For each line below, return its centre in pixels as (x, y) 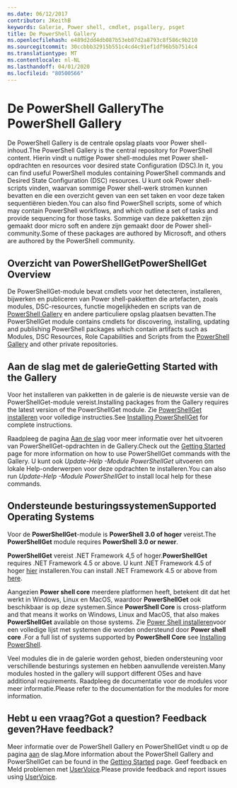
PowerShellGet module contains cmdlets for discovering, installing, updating (118, 322)
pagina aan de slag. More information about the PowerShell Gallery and (110, 754)
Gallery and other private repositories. (63, 344)
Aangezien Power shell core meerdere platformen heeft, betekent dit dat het (119, 592)
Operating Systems (51, 517)
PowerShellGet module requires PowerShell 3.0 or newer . (93, 542)
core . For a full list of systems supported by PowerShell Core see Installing (117, 637)
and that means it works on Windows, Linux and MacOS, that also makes (114, 614)
